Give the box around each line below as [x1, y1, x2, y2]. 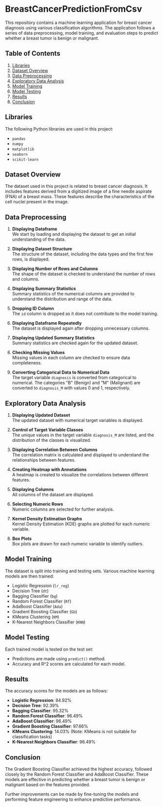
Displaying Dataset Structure [12, 246, 72, 252]
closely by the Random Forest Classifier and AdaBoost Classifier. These [5, 771, 149, 777]
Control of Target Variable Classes [12, 427, 84, 432]
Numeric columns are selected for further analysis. [12, 506, 114, 512]
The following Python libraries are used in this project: [5, 126, 113, 132]
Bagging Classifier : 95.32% [12, 708, 69, 714]
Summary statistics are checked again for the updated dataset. [12, 340, 139, 346]
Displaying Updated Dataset [12, 412, 71, 418]
